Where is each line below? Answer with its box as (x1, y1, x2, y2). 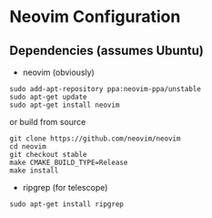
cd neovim (9, 142, 47, 151)
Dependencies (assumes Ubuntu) (9, 43, 205, 58)
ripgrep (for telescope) (22, 182, 108, 192)
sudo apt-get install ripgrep (9, 200, 125, 209)
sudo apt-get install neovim (9, 100, 120, 109)
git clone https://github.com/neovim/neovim (9, 134, 181, 143)
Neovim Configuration (9, 6, 181, 27)
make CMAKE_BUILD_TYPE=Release (9, 158, 128, 167)
